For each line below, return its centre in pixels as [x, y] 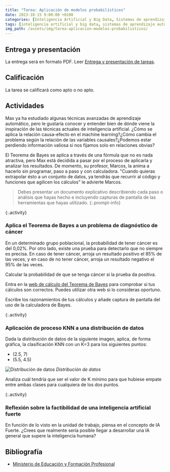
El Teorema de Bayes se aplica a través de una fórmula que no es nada [79, 155]
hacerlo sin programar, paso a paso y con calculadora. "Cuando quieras [80, 171]
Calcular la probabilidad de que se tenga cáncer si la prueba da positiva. [81, 274]
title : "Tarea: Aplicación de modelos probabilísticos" [65, 10]
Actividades [25, 106]
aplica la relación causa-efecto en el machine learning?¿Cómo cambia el [81, 134]
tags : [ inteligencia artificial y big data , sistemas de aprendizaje [80, 24]
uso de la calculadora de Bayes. [38, 305]
